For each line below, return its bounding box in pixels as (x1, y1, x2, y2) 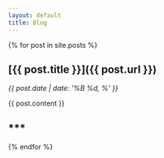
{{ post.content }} (8, 99, 65, 108)
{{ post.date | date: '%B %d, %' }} (8, 84, 118, 93)
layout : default (8, 11, 61, 20)
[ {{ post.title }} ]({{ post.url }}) (8, 63, 157, 76)
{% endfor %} (8, 142, 53, 152)
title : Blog (8, 19, 47, 27)
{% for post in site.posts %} (8, 40, 98, 49)
